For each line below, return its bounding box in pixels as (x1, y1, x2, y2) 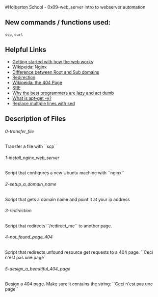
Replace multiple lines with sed (12, 100, 75, 106)
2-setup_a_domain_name (5, 181, 56, 187)
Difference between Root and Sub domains (12, 69, 100, 75)
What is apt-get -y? (12, 95, 52, 101)
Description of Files (5, 115, 66, 123)
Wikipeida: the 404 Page (12, 80, 62, 85)
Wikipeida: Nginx (12, 64, 47, 70)
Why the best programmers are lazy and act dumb (12, 90, 114, 96)
